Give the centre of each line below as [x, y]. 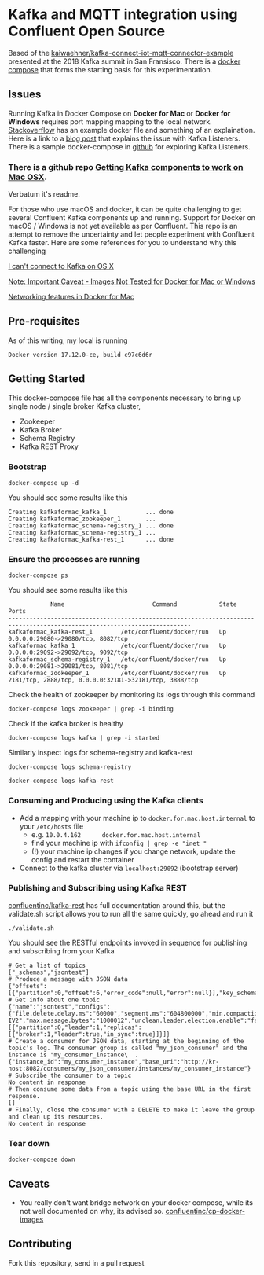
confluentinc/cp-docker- [205, 1211]
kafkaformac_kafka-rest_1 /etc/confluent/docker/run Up [117, 632]
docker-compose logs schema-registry [70, 767]
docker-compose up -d [44, 483]
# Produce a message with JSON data [68, 979]
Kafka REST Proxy [49, 446]
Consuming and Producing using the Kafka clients [106, 801]
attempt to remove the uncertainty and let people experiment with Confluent [131, 234]
